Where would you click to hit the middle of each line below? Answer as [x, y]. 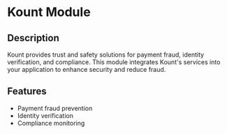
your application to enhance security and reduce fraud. [87, 69]
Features [27, 91]
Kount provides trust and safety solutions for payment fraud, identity [106, 54]
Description [33, 38]
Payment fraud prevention [55, 108]
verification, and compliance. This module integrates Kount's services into [114, 62]
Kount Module [49, 12]
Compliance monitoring [51, 123]
